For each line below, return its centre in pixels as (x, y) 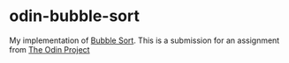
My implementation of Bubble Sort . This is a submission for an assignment (144, 40)
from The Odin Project (49, 49)
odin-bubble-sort (74, 16)
